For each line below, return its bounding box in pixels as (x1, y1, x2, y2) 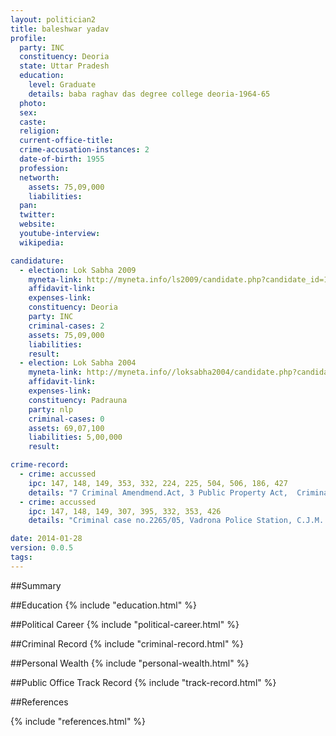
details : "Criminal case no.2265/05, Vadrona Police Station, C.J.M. (28, 516, 325, 526)
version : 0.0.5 (10, 543, 74, 553)
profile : (10, 33, 47, 43)
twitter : (19, 210, 56, 220)
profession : (19, 163, 70, 173)
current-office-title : (19, 136, 114, 146)
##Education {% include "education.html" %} (10, 599, 197, 611)
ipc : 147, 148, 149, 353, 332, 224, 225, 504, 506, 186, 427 (28, 478, 288, 488)
